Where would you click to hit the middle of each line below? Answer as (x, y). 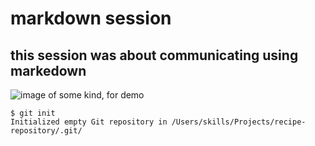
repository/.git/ (46, 131)
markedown (48, 70)
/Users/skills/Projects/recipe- (239, 122)
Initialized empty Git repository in (89, 122)
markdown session (91, 18)
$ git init (33, 113)
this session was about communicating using (154, 55)
